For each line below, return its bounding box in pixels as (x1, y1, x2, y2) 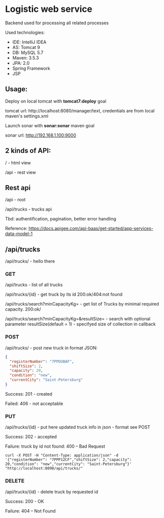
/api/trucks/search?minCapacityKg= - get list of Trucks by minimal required (5, 301, 160, 307)
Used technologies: (5, 29, 45, 35)
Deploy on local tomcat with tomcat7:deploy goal (5, 98, 107, 104)
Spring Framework (12, 65, 51, 71)
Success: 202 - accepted (5, 434, 57, 440)
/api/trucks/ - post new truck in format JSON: (5, 345, 98, 351)
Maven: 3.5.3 (12, 54, 39, 60)
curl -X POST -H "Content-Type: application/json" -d (5, 453, 119, 458)
